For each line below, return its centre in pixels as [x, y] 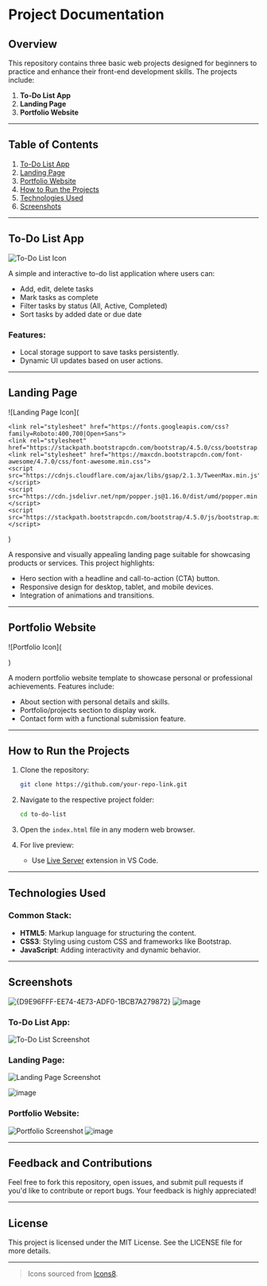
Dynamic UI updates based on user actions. [91, 360]
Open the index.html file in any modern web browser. [107, 830]
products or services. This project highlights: [81, 563]
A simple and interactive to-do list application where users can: [112, 273]
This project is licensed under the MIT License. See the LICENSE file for [126, 1242]
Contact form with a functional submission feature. [103, 719]
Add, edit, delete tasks [56, 289]
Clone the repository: [54, 770]
